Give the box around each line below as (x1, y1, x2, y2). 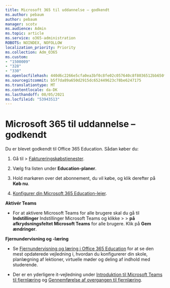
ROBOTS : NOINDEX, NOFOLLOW (5, 40, 62, 45)
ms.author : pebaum (5, 12, 44, 17)
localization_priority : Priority (5, 45, 76, 50)
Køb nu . (12, 180, 29, 187)
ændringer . (12, 226, 37, 232)
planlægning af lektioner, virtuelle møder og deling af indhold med (12, 256, 150, 263)
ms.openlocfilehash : (5, 73, 49, 78)
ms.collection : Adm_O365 (5, 50, 58, 55)
